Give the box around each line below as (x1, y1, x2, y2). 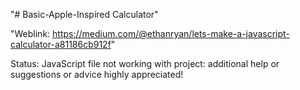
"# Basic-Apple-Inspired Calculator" (10, 9, 159, 20)
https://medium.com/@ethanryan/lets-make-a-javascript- (52, 28, 290, 39)
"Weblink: (10, 28, 51, 39)
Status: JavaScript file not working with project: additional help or (10, 58, 280, 69)
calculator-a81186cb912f (10, 39, 112, 50)
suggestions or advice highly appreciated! (10, 69, 184, 80)
